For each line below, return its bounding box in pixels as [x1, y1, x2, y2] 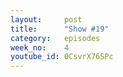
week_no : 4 [10, 42, 70, 53]
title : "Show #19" [10, 24, 110, 34]
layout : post [10, 14, 83, 25]
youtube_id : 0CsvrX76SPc [10, 52, 114, 62]
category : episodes [10, 33, 101, 43]
